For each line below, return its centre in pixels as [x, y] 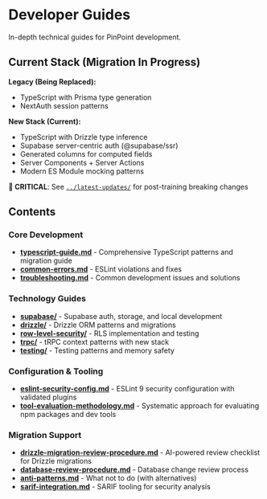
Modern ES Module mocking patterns [82, 171]
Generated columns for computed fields [86, 153]
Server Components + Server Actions [82, 162]
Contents [32, 212]
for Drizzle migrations [56, 461]
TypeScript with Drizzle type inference [84, 137]
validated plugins [48, 397]
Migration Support [45, 435]
